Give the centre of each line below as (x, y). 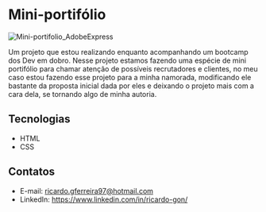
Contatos (32, 172)
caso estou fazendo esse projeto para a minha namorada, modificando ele (130, 77)
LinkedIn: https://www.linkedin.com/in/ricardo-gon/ (104, 199)
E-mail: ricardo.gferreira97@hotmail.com (86, 191)
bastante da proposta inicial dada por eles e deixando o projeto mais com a (131, 86)
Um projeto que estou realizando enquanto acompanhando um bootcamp (128, 52)
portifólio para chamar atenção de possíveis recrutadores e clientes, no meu (133, 68)
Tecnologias (39, 119)
